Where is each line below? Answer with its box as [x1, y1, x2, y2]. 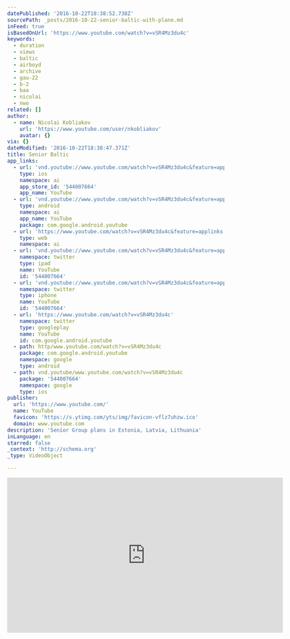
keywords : [7, 36, 36, 43]
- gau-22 [13, 74, 39, 81]
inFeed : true [7, 23, 45, 30]
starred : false [7, 439, 51, 447]
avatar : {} [19, 132, 51, 139]
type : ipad [19, 260, 51, 267]
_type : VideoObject [7, 452, 63, 459]
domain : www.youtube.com [13, 420, 85, 427]
